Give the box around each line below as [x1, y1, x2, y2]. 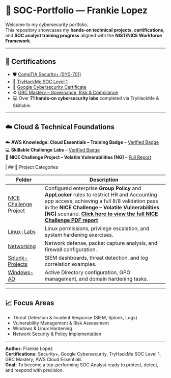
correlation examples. [45, 260, 97, 267]
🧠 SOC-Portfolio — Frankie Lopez [5, 5, 148, 16]
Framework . [5, 38, 32, 44]
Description [89, 176, 119, 183]
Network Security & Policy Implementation [12, 331, 102, 337]
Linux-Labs [8, 228, 36, 235]
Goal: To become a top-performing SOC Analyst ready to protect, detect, [5, 362, 159, 368]
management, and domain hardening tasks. [45, 275, 149, 282]
